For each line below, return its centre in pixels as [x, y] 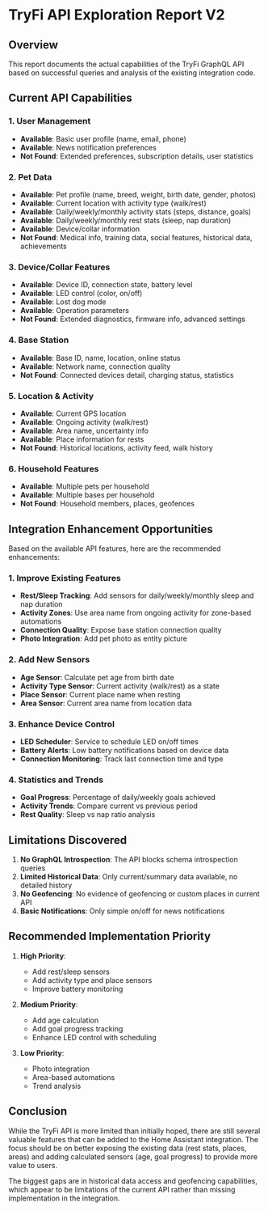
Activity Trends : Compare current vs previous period [109, 806]
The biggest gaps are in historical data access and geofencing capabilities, [133, 1181]
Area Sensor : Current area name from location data [106, 703]
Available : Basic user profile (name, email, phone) [103, 138]
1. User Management [50, 121]
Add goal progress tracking [77, 1028]
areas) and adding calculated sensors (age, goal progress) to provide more [133, 1156]
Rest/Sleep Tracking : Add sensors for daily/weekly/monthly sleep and [137, 595]
